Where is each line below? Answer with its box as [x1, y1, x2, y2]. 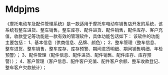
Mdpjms [5, 3, 40, 15]
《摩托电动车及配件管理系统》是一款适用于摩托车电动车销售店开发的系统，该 [5, 20, 163, 26]
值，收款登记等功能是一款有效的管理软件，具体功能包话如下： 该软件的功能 [5, 33, 160, 39]
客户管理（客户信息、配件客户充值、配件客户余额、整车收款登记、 [26, 58, 162, 64]
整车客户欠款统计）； [5, 64, 47, 70]
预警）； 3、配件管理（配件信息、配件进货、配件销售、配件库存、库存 [5, 51, 147, 58]
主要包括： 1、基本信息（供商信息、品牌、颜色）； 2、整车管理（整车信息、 [5, 39, 159, 45]
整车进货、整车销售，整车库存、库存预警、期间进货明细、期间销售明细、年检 [5, 45, 163, 51]
